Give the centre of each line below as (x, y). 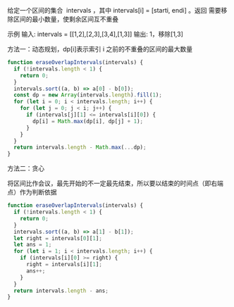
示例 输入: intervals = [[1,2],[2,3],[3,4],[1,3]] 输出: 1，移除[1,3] (95, 34)
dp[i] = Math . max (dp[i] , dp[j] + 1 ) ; (88, 121)
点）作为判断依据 (32, 192)
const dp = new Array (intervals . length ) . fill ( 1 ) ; (88, 95)
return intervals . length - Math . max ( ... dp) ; (80, 148)
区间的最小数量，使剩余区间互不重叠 (66, 19)
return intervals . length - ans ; (61, 291)
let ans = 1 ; (33, 245)
